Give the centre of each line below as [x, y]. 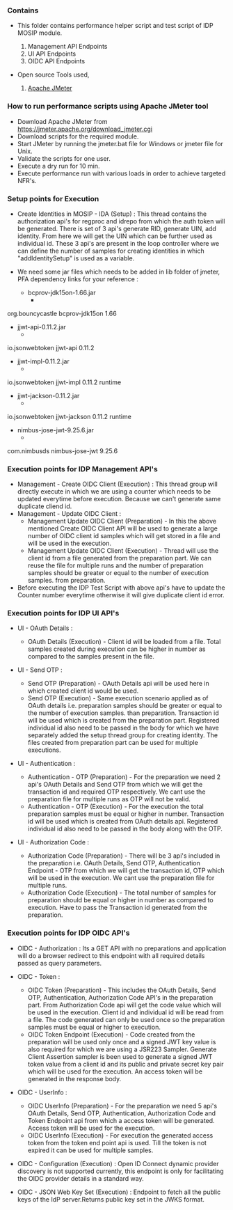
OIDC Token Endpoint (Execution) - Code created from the [111, 1034]
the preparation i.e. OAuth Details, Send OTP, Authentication [114, 863]
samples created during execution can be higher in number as [116, 649]
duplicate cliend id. [45, 506]
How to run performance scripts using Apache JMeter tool [108, 107]
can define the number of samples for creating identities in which [111, 251]
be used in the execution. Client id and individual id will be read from [126, 1012]
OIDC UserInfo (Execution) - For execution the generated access [120, 1135]
